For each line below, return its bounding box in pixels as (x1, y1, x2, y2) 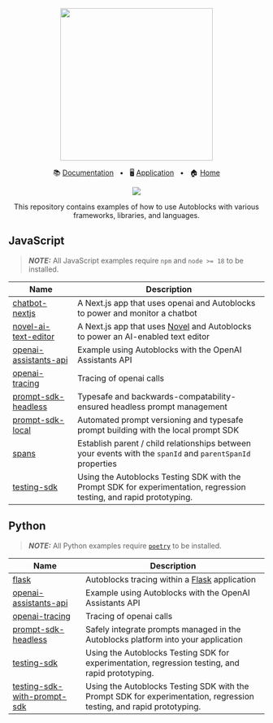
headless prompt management (110, 401, 227, 412)
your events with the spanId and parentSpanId (76, 447, 251, 459)
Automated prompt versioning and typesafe (76, 414, 244, 425)
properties (76, 458, 118, 469)
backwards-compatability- (131, 390, 236, 402)
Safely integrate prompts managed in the (84, 623, 241, 634)
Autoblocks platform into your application (84, 634, 244, 645)
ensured (76, 401, 110, 412)
